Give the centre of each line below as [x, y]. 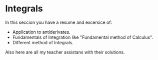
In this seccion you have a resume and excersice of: [59, 22]
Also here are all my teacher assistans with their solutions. [65, 52]
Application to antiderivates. [41, 32]
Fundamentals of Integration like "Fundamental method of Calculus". [83, 37]
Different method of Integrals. [43, 42]
